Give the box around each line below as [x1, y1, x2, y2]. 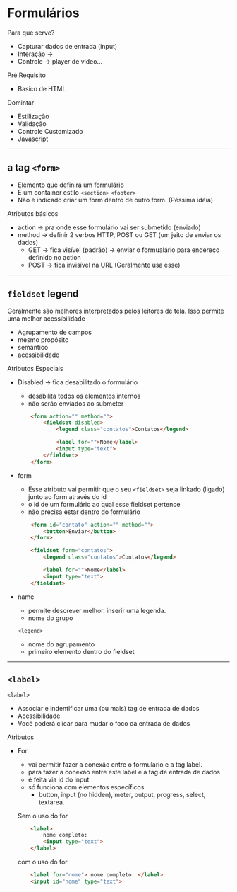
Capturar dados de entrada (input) [17, 42, 118, 50]
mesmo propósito [17, 335, 69, 344]
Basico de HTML [17, 84, 66, 93]
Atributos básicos [7, 209, 59, 217]
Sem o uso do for [17, 811, 68, 820]
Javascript [17, 135, 49, 143]
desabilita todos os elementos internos [28, 391, 141, 400]
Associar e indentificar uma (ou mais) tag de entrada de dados [17, 704, 200, 712]
